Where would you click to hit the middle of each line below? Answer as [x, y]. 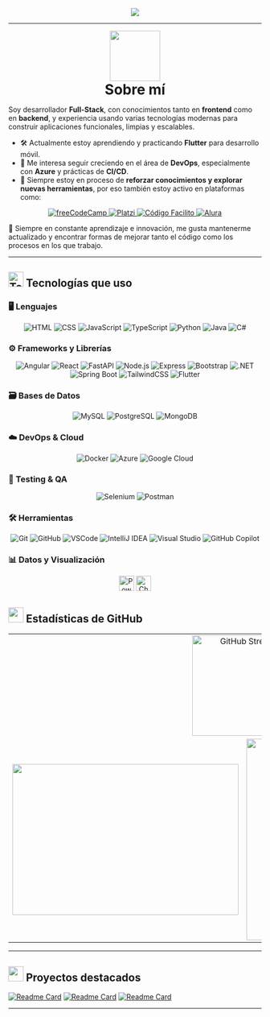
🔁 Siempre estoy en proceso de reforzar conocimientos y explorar [131, 180]
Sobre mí [135, 89]
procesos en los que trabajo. [55, 245]
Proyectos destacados [83, 977]
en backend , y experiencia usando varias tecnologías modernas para [123, 118]
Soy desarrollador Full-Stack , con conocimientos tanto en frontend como [131, 110]
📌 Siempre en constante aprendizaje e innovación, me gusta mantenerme [130, 228]
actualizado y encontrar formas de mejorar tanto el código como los [121, 237]
